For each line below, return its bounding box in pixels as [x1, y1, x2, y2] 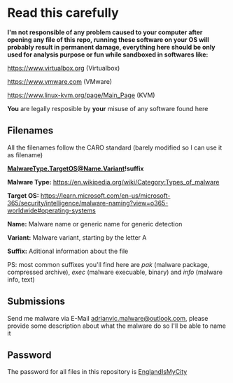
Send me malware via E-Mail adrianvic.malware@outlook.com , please [7, 314, 209, 322]
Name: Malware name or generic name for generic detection [7, 219, 183, 228]
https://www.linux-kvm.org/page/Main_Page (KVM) [7, 91, 155, 99]
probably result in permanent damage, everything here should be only [7, 43, 216, 51]
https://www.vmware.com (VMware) [7, 77, 113, 85]
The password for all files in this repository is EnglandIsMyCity [7, 368, 188, 376]
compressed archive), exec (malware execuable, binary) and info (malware [7, 268, 223, 276]
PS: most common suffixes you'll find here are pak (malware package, [7, 260, 210, 268]
